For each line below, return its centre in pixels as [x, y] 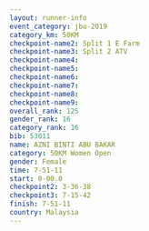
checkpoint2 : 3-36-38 [50, 187]
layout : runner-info [49, 18]
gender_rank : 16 [40, 119]
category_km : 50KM [44, 35]
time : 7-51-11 [36, 170]
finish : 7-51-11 [40, 204]
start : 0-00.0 [36, 178]
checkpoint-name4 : [44, 60]
